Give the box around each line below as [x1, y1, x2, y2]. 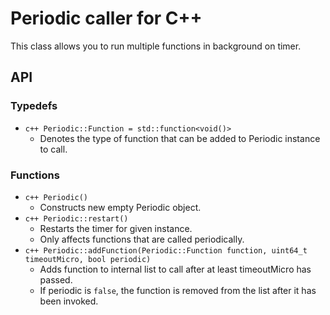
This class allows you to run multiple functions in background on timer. [10, 40, 302, 52]
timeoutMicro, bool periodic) [24, 254, 152, 264]
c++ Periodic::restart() [24, 213, 129, 224]
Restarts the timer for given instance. [39, 222, 193, 234]
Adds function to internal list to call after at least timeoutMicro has [39, 263, 312, 275]
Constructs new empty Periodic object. [39, 201, 202, 213]
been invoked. [39, 295, 99, 307]
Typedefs [10, 99, 58, 113]
